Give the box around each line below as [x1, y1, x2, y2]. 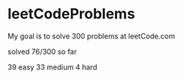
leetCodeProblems [7, 5, 135, 23]
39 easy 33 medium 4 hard [7, 62, 98, 72]
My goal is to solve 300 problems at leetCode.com [7, 31, 175, 41]
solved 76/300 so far [7, 46, 77, 56]
